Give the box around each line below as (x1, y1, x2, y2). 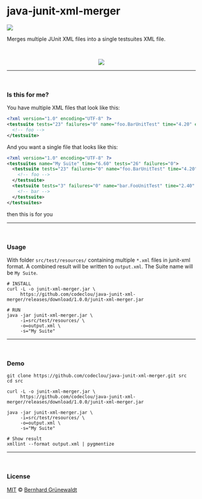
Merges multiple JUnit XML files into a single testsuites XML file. (7, 35, 166, 43)
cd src (7, 378, 23, 384)
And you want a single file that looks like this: (7, 143, 119, 151)
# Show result (7, 436, 43, 442)
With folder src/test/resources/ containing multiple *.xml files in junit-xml (7, 256, 191, 264)
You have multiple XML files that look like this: (7, 104, 120, 112)
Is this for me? (7, 90, 49, 98)
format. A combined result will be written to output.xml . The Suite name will (7, 262, 194, 270)
